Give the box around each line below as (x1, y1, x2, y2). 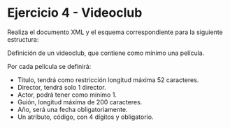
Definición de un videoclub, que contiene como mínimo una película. (7, 49, 205, 57)
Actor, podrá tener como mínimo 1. (17, 90, 117, 99)
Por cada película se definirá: (7, 62, 92, 70)
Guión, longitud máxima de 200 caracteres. (17, 97, 143, 106)
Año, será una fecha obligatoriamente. (17, 105, 128, 113)
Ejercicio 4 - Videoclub (7, 5, 143, 21)
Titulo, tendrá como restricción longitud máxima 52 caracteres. (17, 75, 199, 84)
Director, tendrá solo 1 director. (17, 83, 106, 91)
